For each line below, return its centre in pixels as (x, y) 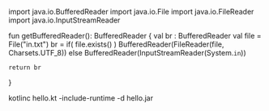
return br (25, 68)
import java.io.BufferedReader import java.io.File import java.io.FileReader (131, 12)
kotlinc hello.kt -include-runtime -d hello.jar (81, 98)
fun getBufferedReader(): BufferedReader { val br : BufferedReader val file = (135, 36)
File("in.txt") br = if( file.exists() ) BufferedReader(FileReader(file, (116, 44)
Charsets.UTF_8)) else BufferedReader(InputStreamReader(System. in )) (128, 53)
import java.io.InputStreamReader (64, 20)
